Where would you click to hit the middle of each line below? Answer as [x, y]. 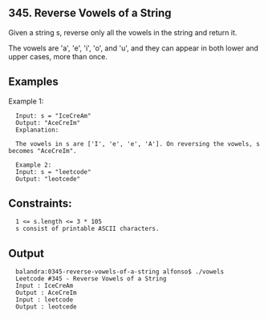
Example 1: [26, 101]
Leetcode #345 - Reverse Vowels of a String [91, 279]
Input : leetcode [45, 300]
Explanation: [37, 130]
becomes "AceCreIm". [43, 151]
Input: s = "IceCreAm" [53, 115]
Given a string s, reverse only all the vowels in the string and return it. [123, 32]
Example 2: [34, 165]
